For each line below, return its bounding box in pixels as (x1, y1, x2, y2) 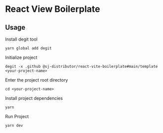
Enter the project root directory (5, 77, 68, 83)
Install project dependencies (5, 95, 63, 101)
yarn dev (5, 123, 23, 128)
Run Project (5, 114, 29, 119)
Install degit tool (5, 36, 38, 42)
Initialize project (5, 54, 38, 60)
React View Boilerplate (5, 3, 100, 15)
